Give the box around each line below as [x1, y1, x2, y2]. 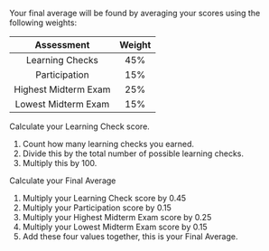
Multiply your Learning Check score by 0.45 [22, 193, 187, 203]
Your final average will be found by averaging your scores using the [9, 8, 261, 18]
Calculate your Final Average [9, 175, 116, 186]
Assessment [34, 39, 90, 51]
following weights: [9, 17, 78, 28]
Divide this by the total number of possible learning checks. [22, 148, 245, 159]
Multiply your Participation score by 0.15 [22, 202, 172, 213]
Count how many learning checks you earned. [22, 139, 195, 149]
